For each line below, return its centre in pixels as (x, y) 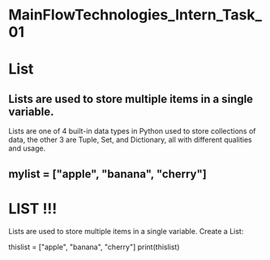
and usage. (27, 148)
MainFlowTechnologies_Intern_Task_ (135, 15)
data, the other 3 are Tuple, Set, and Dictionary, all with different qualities (131, 140)
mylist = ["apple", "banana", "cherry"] (107, 174)
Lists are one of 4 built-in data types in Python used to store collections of (133, 131)
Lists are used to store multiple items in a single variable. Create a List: (126, 231)
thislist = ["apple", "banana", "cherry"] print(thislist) (94, 247)
